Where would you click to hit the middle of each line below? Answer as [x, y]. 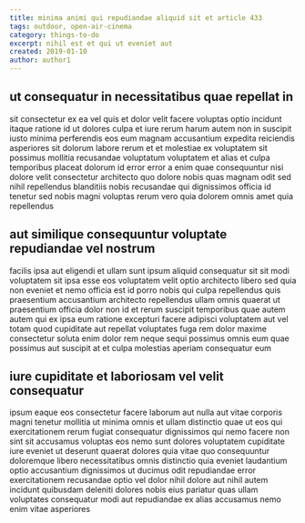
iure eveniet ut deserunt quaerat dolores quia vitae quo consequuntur [140, 451]
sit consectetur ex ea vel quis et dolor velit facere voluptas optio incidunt [146, 118]
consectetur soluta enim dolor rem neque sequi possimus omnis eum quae [149, 338]
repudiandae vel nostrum [82, 249]
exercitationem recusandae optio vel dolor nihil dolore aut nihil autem [139, 480]
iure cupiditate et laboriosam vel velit [117, 377]
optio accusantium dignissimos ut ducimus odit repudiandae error [133, 470]
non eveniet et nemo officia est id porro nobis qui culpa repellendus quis [145, 290]
